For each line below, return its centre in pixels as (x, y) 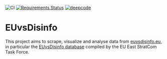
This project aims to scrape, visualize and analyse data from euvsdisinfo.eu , (83, 41)
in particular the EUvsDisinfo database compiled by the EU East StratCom (81, 47)
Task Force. (17, 52)
